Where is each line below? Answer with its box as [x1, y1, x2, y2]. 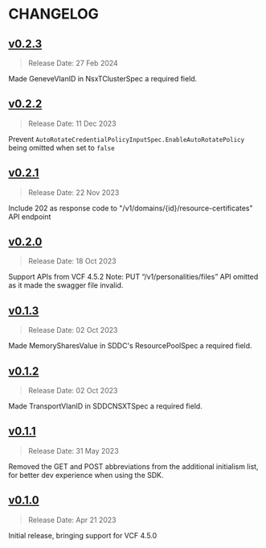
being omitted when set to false [8, 143, 115, 152]
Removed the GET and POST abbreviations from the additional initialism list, [8, 461, 259, 471]
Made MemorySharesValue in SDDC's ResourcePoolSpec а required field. [8, 341, 252, 351]
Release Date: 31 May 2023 [27, 446, 119, 455]
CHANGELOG [8, 5, 99, 23]
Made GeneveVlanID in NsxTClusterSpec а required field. [8, 74, 198, 83]
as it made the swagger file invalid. [8, 280, 124, 290]
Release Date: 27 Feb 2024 [27, 58, 118, 68]
